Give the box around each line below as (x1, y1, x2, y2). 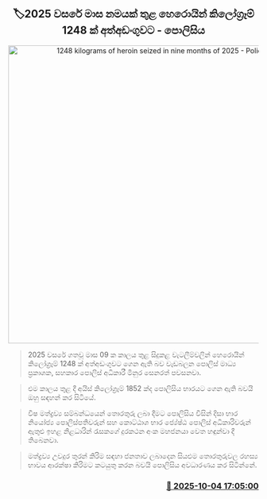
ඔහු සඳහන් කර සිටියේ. (27, 393, 97, 402)
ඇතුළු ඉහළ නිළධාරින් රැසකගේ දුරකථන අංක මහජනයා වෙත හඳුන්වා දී (27, 426, 235, 435)
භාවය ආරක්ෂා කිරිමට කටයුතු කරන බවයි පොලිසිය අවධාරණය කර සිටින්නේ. (27, 460, 257, 470)
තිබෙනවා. (27, 435, 59, 444)
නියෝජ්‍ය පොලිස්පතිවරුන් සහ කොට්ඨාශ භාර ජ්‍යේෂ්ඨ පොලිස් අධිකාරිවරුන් (27, 417, 252, 427)
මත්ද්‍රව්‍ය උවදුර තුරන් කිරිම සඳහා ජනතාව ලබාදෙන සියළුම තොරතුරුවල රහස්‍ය (27, 451, 258, 460)
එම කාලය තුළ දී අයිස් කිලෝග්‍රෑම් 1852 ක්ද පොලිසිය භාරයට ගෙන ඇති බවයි (27, 383, 253, 393)
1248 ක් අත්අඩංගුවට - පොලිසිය (62, 24, 205, 37)
